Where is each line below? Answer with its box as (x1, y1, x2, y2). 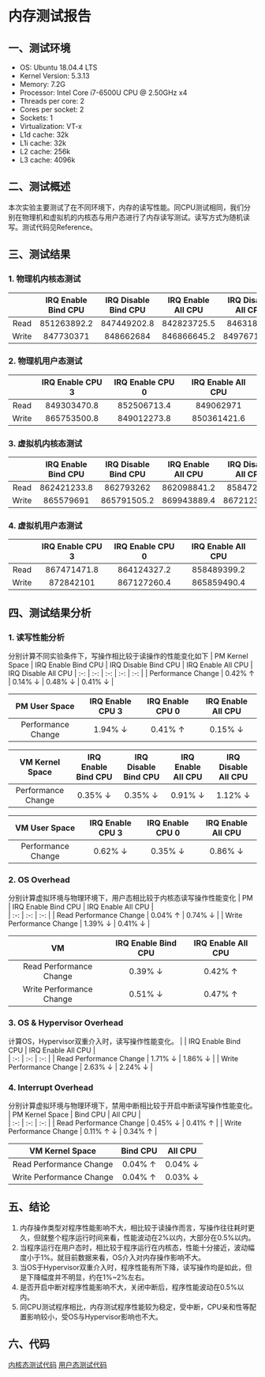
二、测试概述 (8, 180, 71, 194)
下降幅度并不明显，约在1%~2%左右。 (26, 1272, 149, 1282)
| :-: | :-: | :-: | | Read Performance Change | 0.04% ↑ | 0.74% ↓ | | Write (8, 911, 243, 920)
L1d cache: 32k (19, 130, 69, 139)
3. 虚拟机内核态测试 (8, 438, 83, 449)
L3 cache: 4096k (19, 155, 76, 165)
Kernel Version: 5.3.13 (19, 71, 90, 80)
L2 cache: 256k (19, 147, 71, 156)
